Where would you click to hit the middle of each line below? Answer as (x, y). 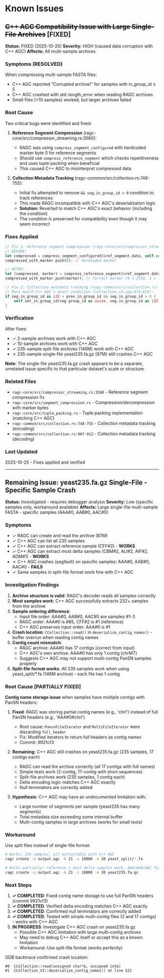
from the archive (29, 606)
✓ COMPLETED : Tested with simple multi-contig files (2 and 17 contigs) (84, 917)
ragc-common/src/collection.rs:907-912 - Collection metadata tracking (84, 434)
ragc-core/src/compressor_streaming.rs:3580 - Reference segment (80, 392)
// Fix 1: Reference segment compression (48, 247)
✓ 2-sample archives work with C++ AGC (54, 338)
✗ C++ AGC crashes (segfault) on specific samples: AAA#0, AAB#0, (81, 562)
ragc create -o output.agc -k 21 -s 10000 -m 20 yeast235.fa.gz (72, 872)
